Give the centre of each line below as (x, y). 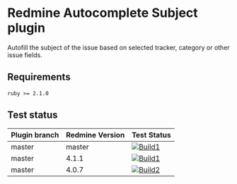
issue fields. (25, 55)
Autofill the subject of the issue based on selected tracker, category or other (118, 47)
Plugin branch (35, 135)
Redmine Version (96, 135)
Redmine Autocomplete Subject (103, 13)
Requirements (39, 77)
